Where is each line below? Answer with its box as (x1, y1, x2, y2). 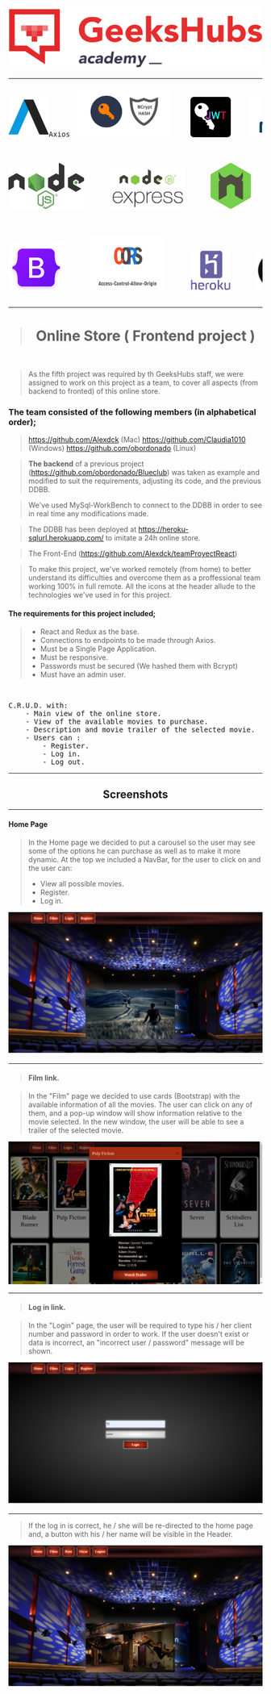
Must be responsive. (40, 652, 109, 662)
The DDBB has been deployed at (27, 524, 137, 534)
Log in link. (27, 1303, 66, 1312)
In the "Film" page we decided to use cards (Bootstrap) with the (27, 1091, 240, 1100)
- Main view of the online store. (25, 708, 162, 718)
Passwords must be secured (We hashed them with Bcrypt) (40, 661, 238, 670)
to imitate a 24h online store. (105, 533, 201, 543)
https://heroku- (138, 524, 189, 534)
